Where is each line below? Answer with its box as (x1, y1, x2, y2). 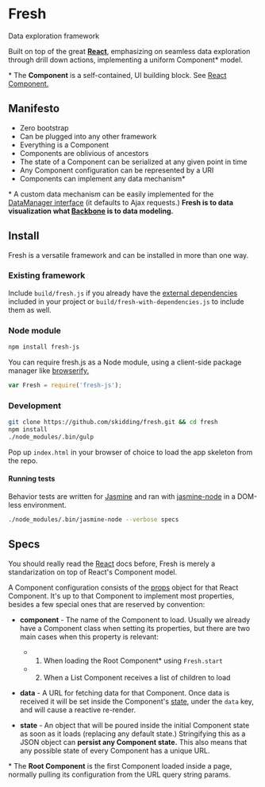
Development (8, 399, 62, 411)
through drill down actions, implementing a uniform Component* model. (8, 55, 244, 64)
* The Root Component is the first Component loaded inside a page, (8, 761, 232, 770)
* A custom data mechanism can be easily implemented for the (8, 189, 214, 199)
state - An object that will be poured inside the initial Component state (19, 720, 250, 730)
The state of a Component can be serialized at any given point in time (19, 157, 248, 166)
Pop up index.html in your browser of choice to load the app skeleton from (8, 447, 253, 457)
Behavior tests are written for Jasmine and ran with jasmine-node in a (8, 492, 236, 501)
